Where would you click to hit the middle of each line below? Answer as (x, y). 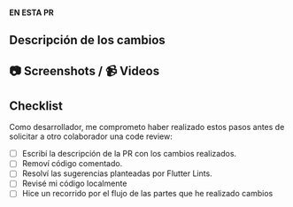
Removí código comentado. (72, 164)
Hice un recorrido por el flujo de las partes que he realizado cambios (147, 194)
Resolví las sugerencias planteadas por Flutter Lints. (117, 173)
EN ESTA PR (32, 12)
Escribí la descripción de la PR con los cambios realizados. (129, 154)
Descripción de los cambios (87, 40)
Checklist (36, 106)
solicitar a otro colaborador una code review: (91, 136)
